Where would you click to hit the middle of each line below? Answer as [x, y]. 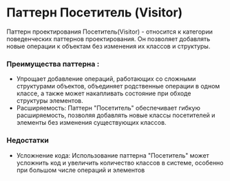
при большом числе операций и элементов [81, 170]
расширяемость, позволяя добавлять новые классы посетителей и [116, 115]
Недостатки [28, 141]
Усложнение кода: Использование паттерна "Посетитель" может [113, 155]
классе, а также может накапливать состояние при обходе [104, 93]
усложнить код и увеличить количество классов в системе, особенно [120, 162]
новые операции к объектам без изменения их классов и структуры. [108, 46]
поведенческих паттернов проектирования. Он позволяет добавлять [108, 38]
